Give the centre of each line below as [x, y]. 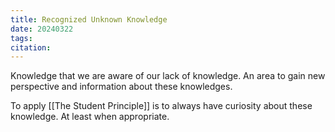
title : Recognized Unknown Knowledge [89, 19]
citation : [31, 47]
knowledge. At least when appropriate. [90, 117]
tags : [21, 38]
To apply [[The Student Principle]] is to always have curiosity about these [161, 106]
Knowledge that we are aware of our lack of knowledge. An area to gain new [168, 76]
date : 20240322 [42, 29]
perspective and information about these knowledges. [121, 87]
